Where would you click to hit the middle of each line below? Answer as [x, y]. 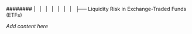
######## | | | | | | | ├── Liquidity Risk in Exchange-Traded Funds [96, 9]
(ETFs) [14, 15]
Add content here [27, 26]
